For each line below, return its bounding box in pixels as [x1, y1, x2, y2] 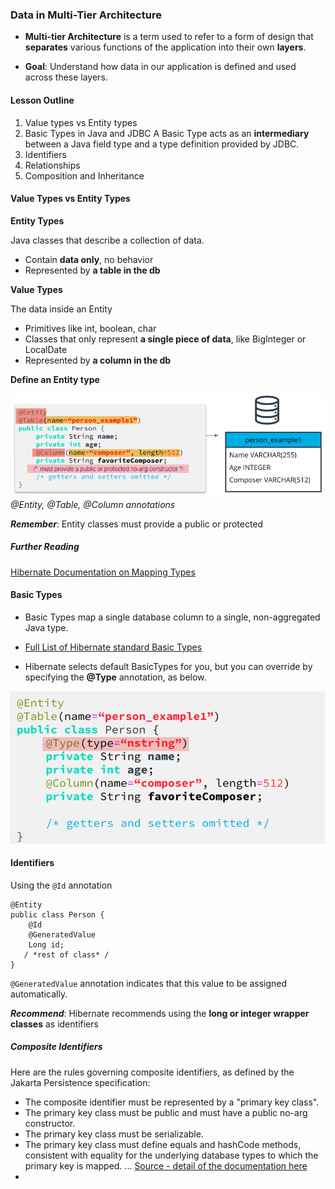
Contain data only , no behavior [24, 253, 154, 265]
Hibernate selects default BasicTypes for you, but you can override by [24, 661, 313, 673]
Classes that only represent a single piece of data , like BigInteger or [24, 333, 307, 345]
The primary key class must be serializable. [24, 1128, 204, 1140]
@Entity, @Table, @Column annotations [10, 498, 176, 510]
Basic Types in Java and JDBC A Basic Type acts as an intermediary [24, 127, 310, 139]
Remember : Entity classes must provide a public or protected [10, 518, 264, 530]
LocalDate [24, 343, 68, 355]
